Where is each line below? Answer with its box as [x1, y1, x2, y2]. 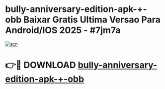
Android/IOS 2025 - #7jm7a [5, 25, 121, 36]
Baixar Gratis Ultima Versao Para [23, 14, 161, 25]
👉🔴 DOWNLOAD [5, 60, 76, 71]
